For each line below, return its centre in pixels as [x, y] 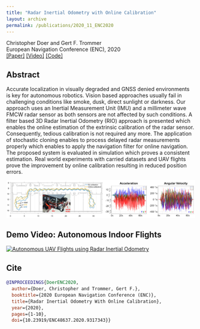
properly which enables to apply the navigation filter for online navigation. [97, 146]
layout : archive [26, 19]
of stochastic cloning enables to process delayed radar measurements [93, 140]
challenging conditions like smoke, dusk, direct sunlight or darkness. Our [96, 102]
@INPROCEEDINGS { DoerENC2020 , [43, 283]
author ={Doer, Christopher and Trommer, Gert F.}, [76, 289]
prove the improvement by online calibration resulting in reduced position [96, 165]
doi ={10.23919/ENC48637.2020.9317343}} [61, 321]
